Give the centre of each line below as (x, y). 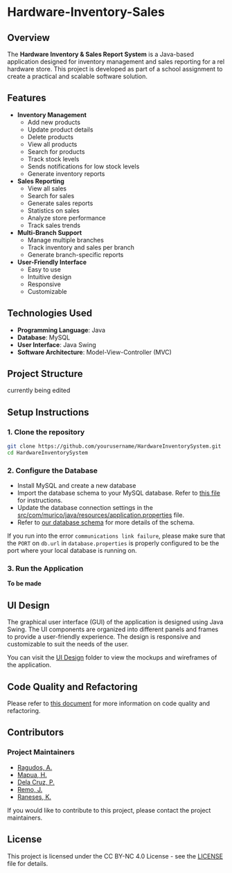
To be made (24, 583)
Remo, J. (30, 789)
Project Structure (45, 374)
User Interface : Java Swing (57, 344)
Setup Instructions (48, 412)
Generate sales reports (60, 203)
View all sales (47, 188)
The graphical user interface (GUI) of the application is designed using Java (115, 622)
